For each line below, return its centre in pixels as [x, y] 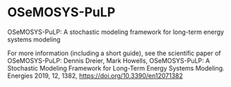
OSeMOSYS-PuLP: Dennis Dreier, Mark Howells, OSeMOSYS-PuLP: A [109, 60]
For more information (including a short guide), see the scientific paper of [114, 53]
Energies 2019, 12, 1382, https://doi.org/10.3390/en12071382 [95, 76]
